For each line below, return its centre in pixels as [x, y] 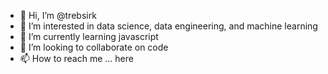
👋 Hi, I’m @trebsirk [58, 15]
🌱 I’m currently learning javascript [89, 36]
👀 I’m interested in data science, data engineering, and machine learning [168, 26]
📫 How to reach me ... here [76, 58]
